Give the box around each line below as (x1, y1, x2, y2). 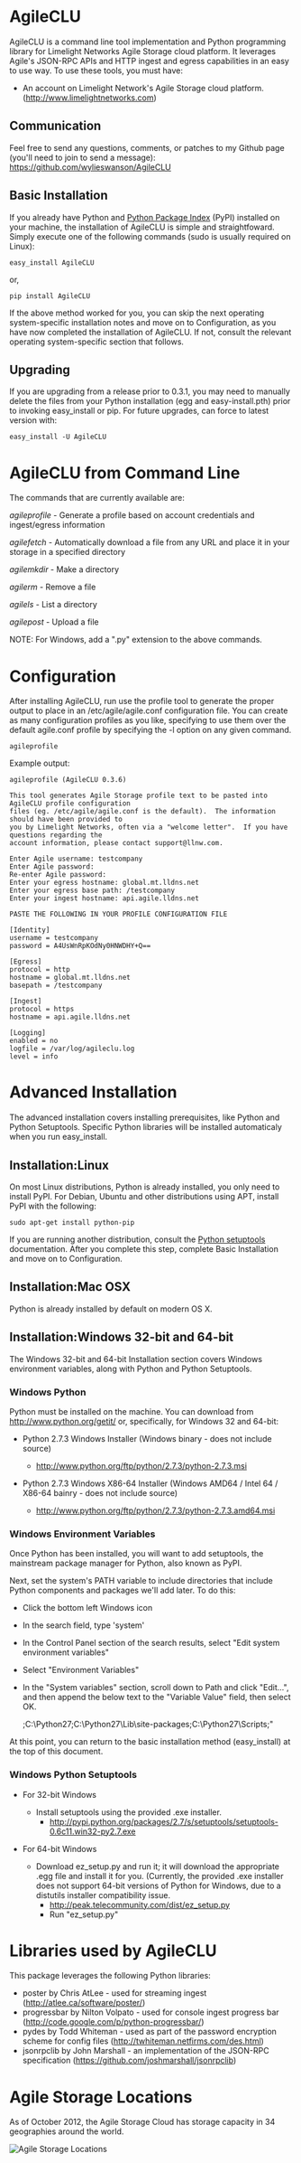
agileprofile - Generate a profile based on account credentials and (9, 510, 255, 521)
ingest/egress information (9, 520, 105, 531)
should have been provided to (9, 815, 123, 824)
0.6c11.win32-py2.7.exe (49, 1826, 137, 1837)
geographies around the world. (9, 2126, 124, 2137)
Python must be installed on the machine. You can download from (9, 1406, 254, 1416)
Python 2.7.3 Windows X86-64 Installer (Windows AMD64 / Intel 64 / (22, 1478, 278, 1489)
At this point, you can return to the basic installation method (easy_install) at (9, 1736, 291, 1747)
